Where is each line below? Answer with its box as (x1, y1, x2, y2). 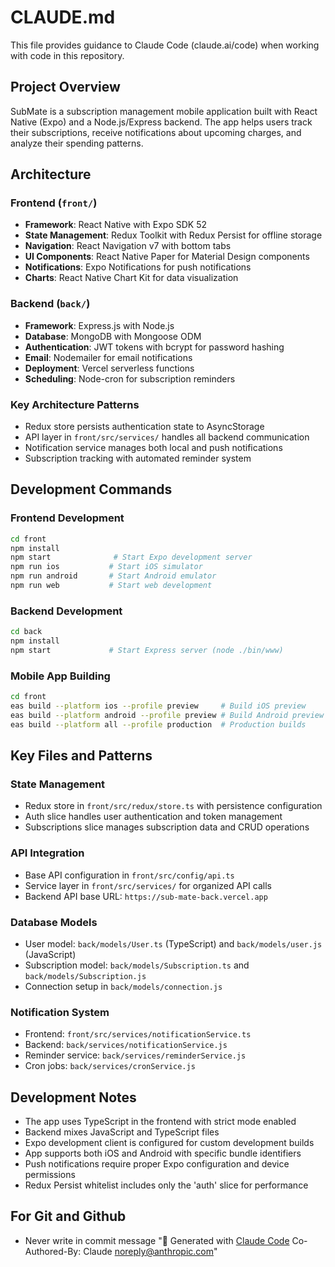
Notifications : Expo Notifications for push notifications (24, 261, 252, 273)
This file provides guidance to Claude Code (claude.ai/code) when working (10, 39, 320, 51)
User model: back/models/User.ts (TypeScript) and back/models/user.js (24, 937, 323, 950)
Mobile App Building (10, 669, 111, 683)
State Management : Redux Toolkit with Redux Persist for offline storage (24, 229, 323, 241)
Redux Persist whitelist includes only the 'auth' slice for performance (24, 1179, 309, 1191)
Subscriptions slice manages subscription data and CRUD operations (24, 821, 310, 833)
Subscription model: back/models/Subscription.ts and (24, 959, 250, 971)
